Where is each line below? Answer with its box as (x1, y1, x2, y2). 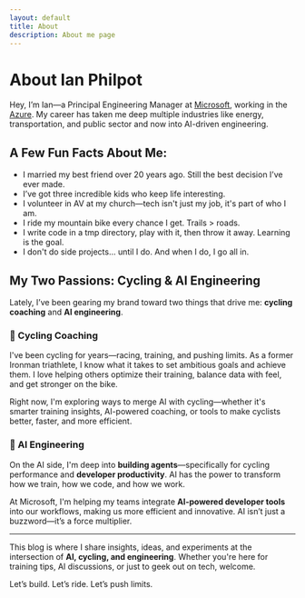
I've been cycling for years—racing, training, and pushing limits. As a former (9, 350, 294, 361)
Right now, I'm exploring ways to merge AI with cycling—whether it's (9, 396, 266, 407)
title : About (9, 22, 59, 31)
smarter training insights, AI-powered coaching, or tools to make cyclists (9, 406, 281, 417)
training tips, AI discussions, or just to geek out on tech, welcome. (9, 561, 256, 572)
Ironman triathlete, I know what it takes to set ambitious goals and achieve (9, 360, 287, 371)
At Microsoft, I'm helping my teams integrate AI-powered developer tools (9, 496, 286, 507)
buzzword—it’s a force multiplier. (9, 515, 133, 526)
